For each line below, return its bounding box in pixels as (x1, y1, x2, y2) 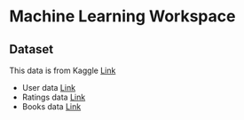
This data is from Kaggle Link (9, 65, 116, 76)
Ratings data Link (21, 92, 86, 102)
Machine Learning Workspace (9, 6, 236, 27)
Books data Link (21, 101, 82, 112)
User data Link (21, 83, 76, 92)
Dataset (9, 42, 54, 57)
